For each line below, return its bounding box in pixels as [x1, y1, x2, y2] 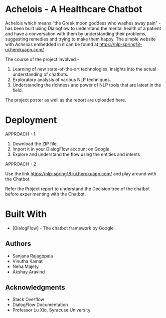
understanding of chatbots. [12, 71, 69, 77]
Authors [5, 239, 31, 248]
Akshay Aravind [12, 268, 45, 274]
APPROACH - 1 [5, 131, 36, 137]
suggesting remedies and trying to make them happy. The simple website [5, 36, 156, 42]
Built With [5, 208, 47, 220]
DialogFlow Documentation [12, 301, 68, 308]
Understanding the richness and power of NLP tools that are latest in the [12, 81, 161, 88]
